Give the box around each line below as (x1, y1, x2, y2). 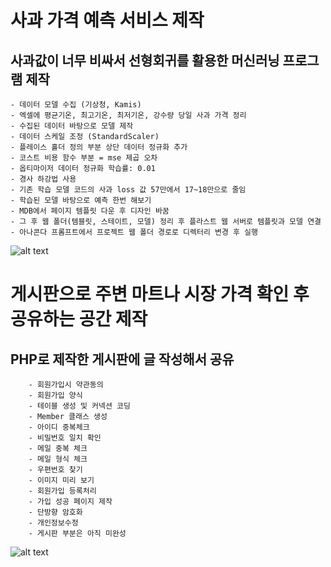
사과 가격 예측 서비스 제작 (10, 9, 205, 32)
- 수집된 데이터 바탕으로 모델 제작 (10, 121, 134, 131)
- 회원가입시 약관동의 (28, 380, 104, 390)
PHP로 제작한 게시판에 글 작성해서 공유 (10, 351, 235, 368)
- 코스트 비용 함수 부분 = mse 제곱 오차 (10, 153, 158, 163)
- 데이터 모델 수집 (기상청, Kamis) (10, 100, 142, 110)
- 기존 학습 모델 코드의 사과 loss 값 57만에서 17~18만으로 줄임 (10, 185, 247, 195)
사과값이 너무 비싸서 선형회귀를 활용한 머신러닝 (10, 52, 280, 69)
